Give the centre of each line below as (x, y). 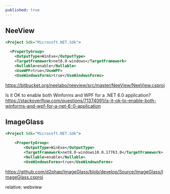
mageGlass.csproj (24, 177)
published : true (22, 10)
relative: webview (24, 187)
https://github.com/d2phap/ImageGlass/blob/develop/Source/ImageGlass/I (84, 172)
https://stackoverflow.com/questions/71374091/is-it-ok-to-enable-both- (81, 101)
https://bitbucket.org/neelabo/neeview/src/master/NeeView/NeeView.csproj (85, 85)
